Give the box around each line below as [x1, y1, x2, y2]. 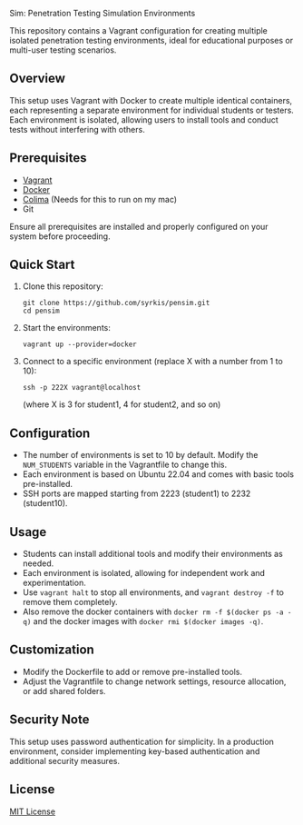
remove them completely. [22, 597, 118, 608]
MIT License [9, 806, 56, 817]
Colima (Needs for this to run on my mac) [22, 194, 178, 204]
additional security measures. [9, 755, 121, 766]
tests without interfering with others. [9, 124, 145, 134]
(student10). [22, 498, 68, 509]
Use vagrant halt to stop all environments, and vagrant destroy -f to [22, 587, 284, 598]
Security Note [9, 712, 90, 728]
